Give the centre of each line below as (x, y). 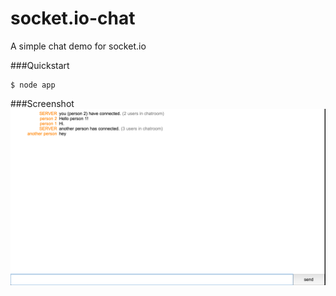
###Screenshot (42, 103)
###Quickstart (40, 65)
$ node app (33, 85)
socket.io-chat (73, 18)
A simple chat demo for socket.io (78, 46)
